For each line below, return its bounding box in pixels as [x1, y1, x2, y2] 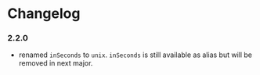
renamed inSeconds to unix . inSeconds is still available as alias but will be [18, 50, 252, 59]
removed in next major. [18, 59, 93, 68]
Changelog [7, 5, 81, 23]
